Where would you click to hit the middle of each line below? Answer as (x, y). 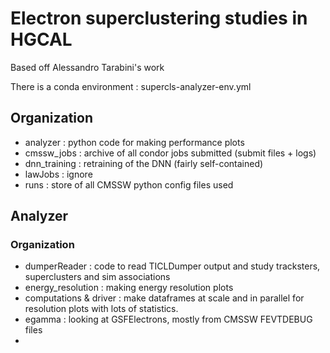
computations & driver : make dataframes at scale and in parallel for (164, 298)
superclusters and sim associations (97, 277)
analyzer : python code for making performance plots (134, 142)
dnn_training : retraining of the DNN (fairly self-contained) (144, 163)
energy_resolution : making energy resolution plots (129, 288)
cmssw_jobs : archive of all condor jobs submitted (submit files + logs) (170, 153)
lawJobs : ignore (58, 174)
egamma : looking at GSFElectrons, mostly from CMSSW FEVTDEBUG (168, 319)
